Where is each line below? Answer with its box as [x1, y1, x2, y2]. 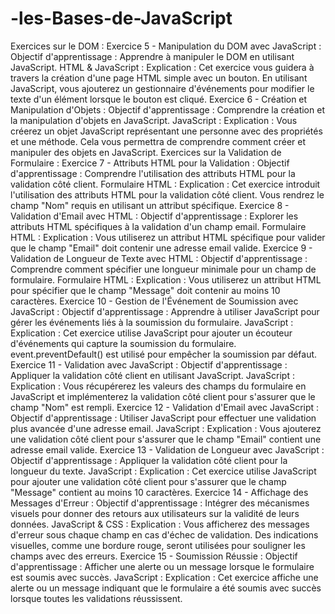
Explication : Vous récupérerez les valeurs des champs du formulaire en [10, 380, 307, 392]
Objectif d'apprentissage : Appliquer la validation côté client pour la [10, 454, 288, 466]
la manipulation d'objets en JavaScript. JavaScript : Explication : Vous [10, 114, 298, 126]
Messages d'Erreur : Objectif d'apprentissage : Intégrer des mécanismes [10, 497, 310, 509]
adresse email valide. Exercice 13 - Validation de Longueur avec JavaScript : [10, 443, 325, 456]
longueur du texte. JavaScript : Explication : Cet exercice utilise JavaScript [10, 465, 317, 477]
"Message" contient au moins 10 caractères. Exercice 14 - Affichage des [10, 486, 309, 498]
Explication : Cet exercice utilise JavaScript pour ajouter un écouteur [10, 327, 293, 339]
